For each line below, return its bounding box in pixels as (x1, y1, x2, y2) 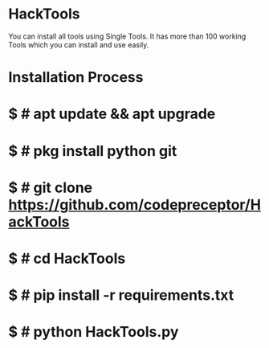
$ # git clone (8, 178, 93, 197)
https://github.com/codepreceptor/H (8, 195, 261, 214)
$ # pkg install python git (8, 141, 177, 160)
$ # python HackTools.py (8, 323, 179, 342)
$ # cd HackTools (8, 249, 126, 268)
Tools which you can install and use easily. (8, 39, 149, 49)
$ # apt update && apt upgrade (8, 105, 216, 123)
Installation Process (8, 68, 144, 87)
